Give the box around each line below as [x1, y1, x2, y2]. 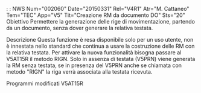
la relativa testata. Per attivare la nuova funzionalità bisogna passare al [6, 49, 182, 56]
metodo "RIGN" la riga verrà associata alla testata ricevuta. [6, 68, 153, 75]
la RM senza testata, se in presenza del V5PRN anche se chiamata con [6, 62, 182, 69]
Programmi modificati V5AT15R [6, 80, 83, 87]
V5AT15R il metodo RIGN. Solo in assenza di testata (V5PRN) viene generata [6, 56, 196, 62]
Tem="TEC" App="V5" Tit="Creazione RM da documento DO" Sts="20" [6, 11, 185, 19]
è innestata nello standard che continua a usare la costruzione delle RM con [6, 42, 195, 50]
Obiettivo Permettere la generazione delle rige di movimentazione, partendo [6, 18, 195, 25]
